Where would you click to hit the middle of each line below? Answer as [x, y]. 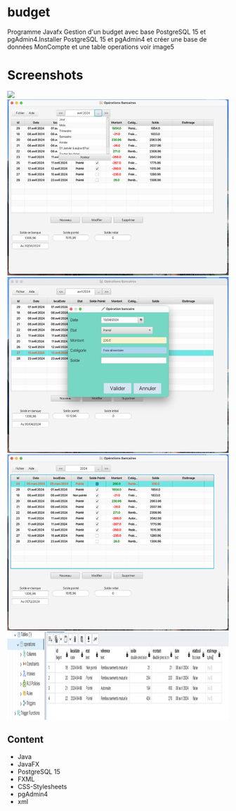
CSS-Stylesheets [42, 786]
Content [26, 739]
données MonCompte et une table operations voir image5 [91, 47]
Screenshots [45, 75]
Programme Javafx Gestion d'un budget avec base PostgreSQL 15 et [106, 32]
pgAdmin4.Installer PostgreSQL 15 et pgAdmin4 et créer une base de [107, 39]
